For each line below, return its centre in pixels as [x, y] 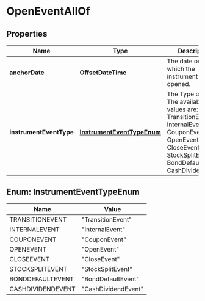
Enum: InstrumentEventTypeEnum [73, 192]
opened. [179, 84]
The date [180, 61]
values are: [182, 109]
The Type [180, 94]
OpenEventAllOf [48, 11]
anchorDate [27, 73]
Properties [27, 34]
